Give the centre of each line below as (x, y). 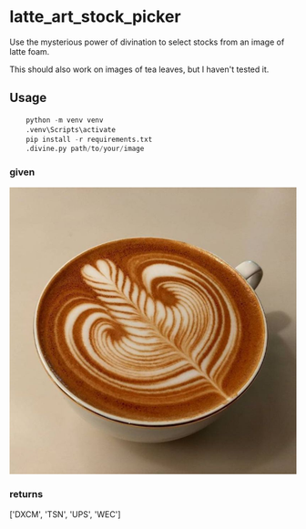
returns (26, 494)
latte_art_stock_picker (95, 17)
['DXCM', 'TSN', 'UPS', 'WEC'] (65, 514)
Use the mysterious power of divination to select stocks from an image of (147, 42)
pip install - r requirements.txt (89, 139)
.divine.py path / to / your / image (85, 149)
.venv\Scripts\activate (71, 129)
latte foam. (30, 51)
